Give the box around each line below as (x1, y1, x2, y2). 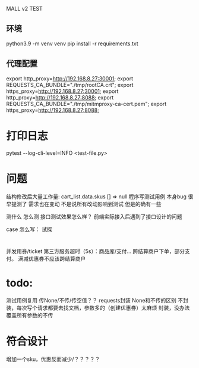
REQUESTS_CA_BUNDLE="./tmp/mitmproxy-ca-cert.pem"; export (6, 100, 167, 107)
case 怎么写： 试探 (6, 226, 52, 233)
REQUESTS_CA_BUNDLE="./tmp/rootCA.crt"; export (6, 81, 134, 88)
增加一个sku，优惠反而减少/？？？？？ (6, 355, 100, 363)
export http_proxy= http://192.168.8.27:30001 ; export (6, 74, 134, 82)
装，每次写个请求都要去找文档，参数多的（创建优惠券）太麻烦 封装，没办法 (6, 304, 190, 311)
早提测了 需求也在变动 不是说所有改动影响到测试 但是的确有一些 (6, 200, 162, 207)
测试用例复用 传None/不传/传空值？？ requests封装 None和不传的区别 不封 (6, 297, 189, 304)
